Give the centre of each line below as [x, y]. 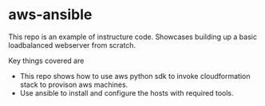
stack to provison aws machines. [74, 84]
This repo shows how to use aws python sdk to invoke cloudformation [135, 76]
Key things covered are [46, 61]
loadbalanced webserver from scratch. [72, 45]
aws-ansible [50, 15]
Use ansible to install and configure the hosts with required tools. [127, 92]
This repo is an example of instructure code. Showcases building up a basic [133, 37]
